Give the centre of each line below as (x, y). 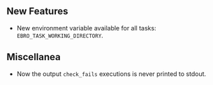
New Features (37, 11)
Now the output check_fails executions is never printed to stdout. (111, 74)
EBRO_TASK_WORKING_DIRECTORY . (60, 35)
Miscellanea (34, 57)
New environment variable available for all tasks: (86, 28)
